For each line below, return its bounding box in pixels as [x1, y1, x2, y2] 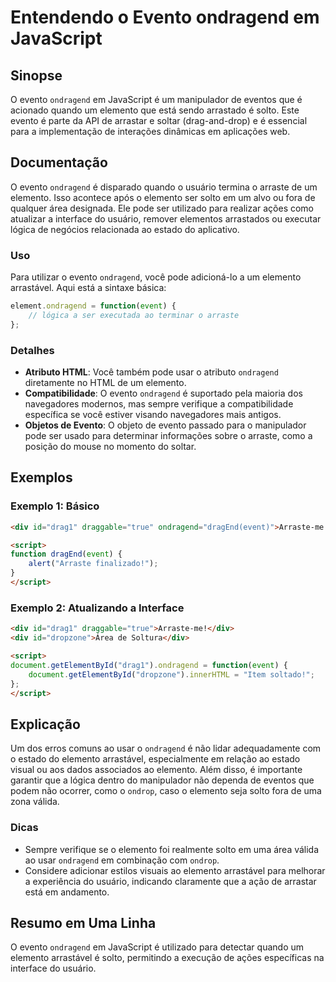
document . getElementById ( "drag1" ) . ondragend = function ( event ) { [10, 660, 289, 670]
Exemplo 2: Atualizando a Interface [10, 601, 185, 615]
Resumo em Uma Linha [10, 914, 157, 931]
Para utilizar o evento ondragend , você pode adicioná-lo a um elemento [10, 271, 302, 283]
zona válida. [10, 796, 60, 808]
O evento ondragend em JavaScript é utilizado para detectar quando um [10, 941, 305, 953]
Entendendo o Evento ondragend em [10, 6, 320, 29]
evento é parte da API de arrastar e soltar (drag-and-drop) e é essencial [10, 115, 308, 126]
